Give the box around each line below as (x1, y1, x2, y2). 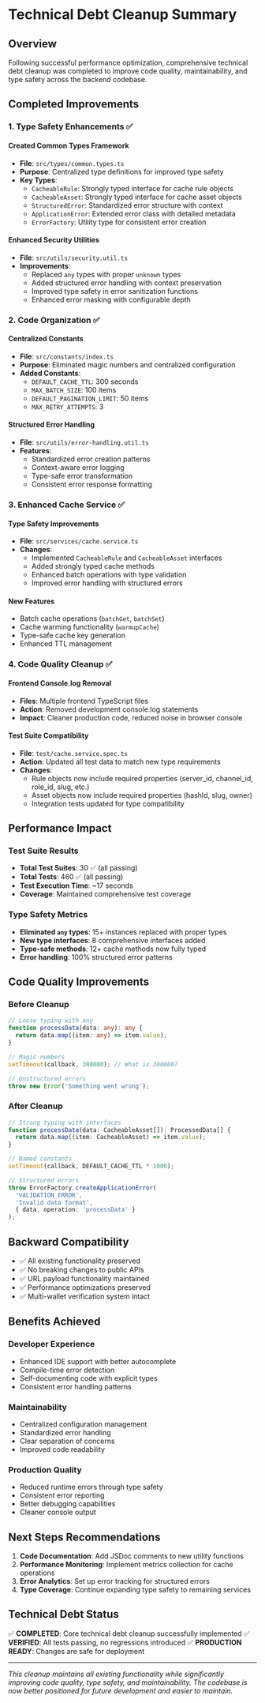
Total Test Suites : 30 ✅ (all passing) (19, 863, 138, 873)
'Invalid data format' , (15, 1198, 93, 1206)
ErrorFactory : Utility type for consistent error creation (31, 217, 207, 227)
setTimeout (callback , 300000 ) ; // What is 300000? (8, 1060, 178, 1068)
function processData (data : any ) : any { (8, 1024, 144, 1032)
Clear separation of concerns (19, 1436, 116, 1445)
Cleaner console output (19, 1507, 96, 1517)
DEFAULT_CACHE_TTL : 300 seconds (31, 377, 139, 386)
